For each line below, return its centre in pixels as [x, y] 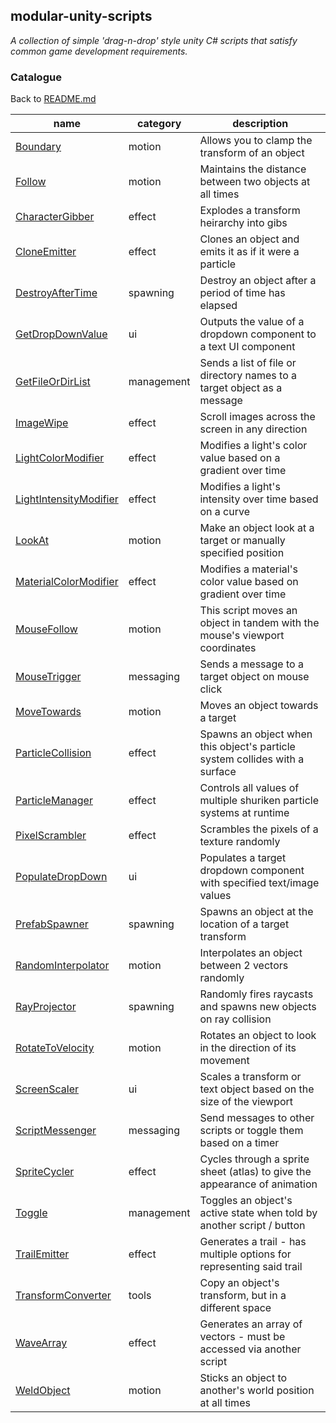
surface [218, 772]
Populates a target [243, 858]
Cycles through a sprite [254, 1159]
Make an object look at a [257, 528]
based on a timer [239, 1143]
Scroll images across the [257, 417]
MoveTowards [48, 712]
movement [224, 1061]
